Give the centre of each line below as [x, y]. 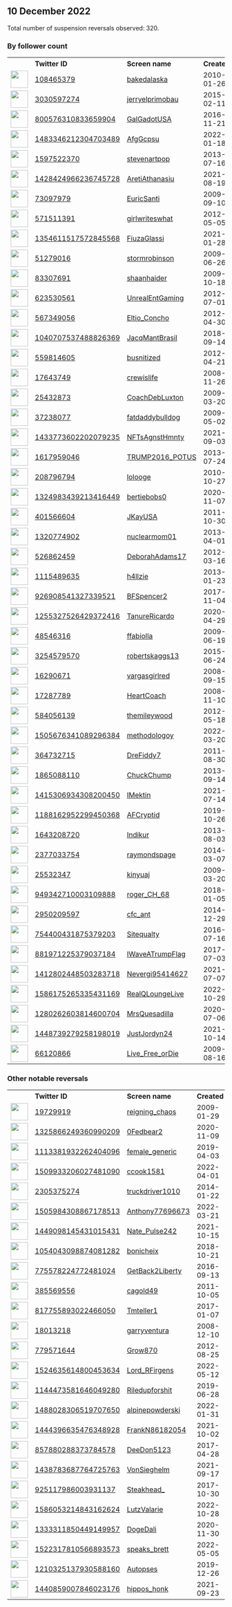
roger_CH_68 [148, 895]
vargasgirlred [148, 676]
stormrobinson [151, 259]
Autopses [142, 1569]
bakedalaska [147, 80]
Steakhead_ [146, 1489]
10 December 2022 [49, 11]
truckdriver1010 [154, 1191]
